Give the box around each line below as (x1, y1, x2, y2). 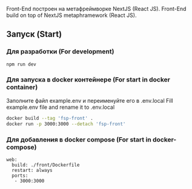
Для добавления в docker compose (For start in (6, 135, 151, 143)
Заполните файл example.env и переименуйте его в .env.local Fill (6, 97, 174, 104)
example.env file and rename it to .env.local (6, 103, 115, 111)
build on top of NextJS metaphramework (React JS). (6, 12, 137, 19)
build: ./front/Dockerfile (12, 162, 80, 168)
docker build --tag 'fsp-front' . (6, 115, 94, 121)
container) (6, 83, 38, 92)
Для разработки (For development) (6, 47, 114, 56)
